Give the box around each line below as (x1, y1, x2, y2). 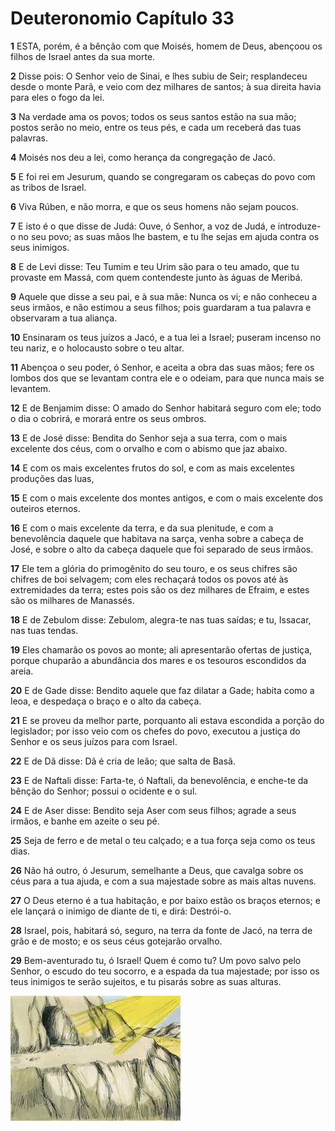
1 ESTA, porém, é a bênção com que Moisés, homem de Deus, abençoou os (10, 40, 323, 52)
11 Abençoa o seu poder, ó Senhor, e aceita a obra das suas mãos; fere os (10, 361, 315, 373)
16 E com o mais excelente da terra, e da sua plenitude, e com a (10, 522, 274, 534)
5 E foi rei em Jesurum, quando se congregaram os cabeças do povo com (10, 170, 316, 182)
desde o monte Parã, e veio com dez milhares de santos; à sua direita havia (10, 80, 322, 92)
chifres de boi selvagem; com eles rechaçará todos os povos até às (10, 573, 289, 585)
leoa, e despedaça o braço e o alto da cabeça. (10, 695, 202, 707)
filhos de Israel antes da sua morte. (10, 50, 156, 62)
